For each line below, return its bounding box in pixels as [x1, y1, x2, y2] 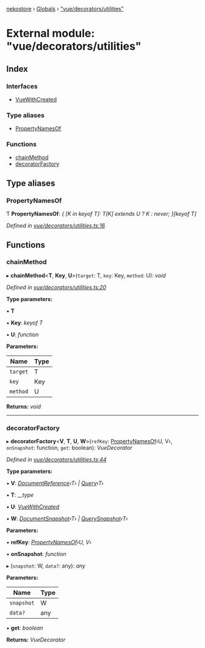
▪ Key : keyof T [6, 319, 43, 326]
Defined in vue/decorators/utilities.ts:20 [6, 283, 107, 291]
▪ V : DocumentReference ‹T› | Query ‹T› [6, 480, 104, 487]
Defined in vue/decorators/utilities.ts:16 [6, 222, 106, 229]
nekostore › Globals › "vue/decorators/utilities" [6, 5, 124, 12]
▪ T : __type [6, 491, 34, 499]
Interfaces [6, 82, 38, 90]
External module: [6, 27, 95, 40]
